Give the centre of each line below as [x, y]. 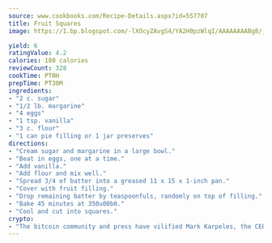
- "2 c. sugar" [34, 98]
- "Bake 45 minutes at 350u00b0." [67, 203]
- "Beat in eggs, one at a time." [67, 159]
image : [19, 31]
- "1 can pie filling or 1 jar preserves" [81, 136]
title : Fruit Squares [45, 23]
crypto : [21, 219]
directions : [28, 143]
